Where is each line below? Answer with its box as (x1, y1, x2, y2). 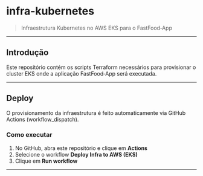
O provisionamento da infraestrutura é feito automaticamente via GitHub (6, 109, 186, 116)
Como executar (6, 131, 53, 139)
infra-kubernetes (6, 4, 95, 18)
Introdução (6, 47, 49, 58)
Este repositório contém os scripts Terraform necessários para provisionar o (6, 64, 196, 71)
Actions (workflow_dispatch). (6, 116, 79, 123)
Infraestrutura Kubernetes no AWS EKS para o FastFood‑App (21, 24, 172, 31)
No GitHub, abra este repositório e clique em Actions (14, 144, 148, 152)
